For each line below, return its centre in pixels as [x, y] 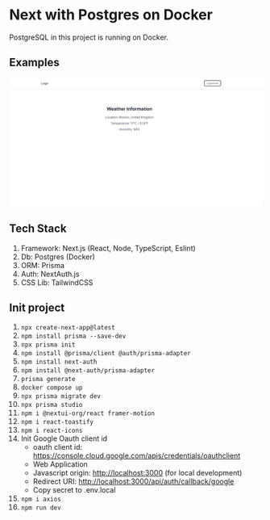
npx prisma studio [52, 405]
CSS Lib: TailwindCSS [57, 282]
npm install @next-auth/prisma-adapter [88, 371]
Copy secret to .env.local [74, 490]
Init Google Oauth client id [64, 438]
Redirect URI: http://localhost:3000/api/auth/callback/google [133, 481]
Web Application [60, 464]
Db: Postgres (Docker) [58, 257]
